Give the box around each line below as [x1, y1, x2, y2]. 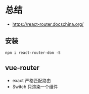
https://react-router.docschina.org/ [12, 21, 84, 27]
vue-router [5, 64, 40, 72]
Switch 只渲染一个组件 [12, 84, 58, 90]
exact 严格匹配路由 [12, 77, 51, 83]
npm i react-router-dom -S [5, 50, 61, 55]
